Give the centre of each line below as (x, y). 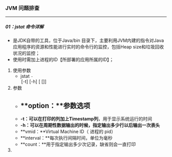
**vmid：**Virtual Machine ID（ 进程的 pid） (68, 132)
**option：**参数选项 (55, 106)
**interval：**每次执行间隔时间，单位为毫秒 (66, 138)
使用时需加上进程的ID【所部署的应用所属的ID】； (63, 60)
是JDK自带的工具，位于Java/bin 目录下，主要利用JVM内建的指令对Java (88, 41)
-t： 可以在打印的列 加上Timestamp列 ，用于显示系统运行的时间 (86, 119)
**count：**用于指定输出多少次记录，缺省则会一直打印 (78, 144)
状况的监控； (26, 53)
